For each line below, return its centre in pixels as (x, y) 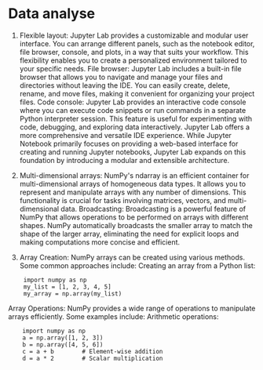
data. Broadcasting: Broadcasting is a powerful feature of (153, 209)
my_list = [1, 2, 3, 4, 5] (67, 287)
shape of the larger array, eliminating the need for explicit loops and (129, 234)
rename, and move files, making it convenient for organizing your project (137, 93)
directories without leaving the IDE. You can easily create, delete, (124, 85)
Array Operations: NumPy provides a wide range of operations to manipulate (132, 308)
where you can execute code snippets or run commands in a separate (133, 110)
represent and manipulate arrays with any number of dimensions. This (133, 192)
